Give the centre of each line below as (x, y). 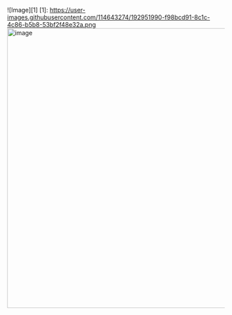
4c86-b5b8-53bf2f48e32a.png (52, 25)
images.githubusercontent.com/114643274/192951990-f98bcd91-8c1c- (109, 17)
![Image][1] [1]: (28, 10)
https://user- (67, 10)
